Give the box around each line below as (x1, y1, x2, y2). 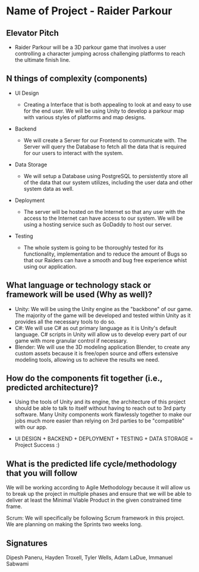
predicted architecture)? (6, 383, 99, 393)
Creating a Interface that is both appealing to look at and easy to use (23, 101, 192, 108)
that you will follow (6, 468, 78, 478)
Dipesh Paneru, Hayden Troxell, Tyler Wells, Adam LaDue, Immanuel (6, 554, 173, 561)
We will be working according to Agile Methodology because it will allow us (6, 484, 191, 491)
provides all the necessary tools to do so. (14, 318, 116, 325)
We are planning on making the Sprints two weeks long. (6, 521, 143, 528)
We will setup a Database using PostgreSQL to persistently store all (23, 172, 188, 179)
